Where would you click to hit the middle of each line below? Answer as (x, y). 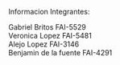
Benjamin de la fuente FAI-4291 (60, 53)
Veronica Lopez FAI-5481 (50, 36)
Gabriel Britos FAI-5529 (47, 27)
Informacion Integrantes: (49, 12)
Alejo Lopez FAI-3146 (44, 44)
